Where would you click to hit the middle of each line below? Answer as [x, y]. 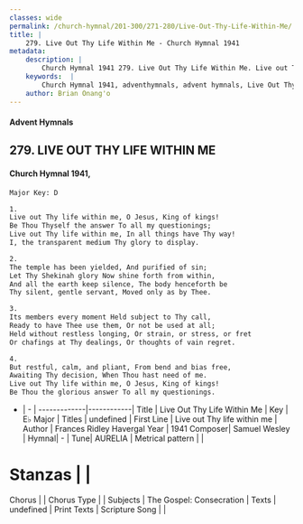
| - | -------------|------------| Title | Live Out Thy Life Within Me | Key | [155, 410]
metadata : [28, 51]
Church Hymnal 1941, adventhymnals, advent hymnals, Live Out [161, 85]
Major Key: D [34, 192]
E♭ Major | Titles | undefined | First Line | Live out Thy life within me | [150, 419]
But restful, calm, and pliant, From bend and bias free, [120, 367]
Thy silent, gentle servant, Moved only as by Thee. [110, 293]
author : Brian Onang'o [68, 93]
